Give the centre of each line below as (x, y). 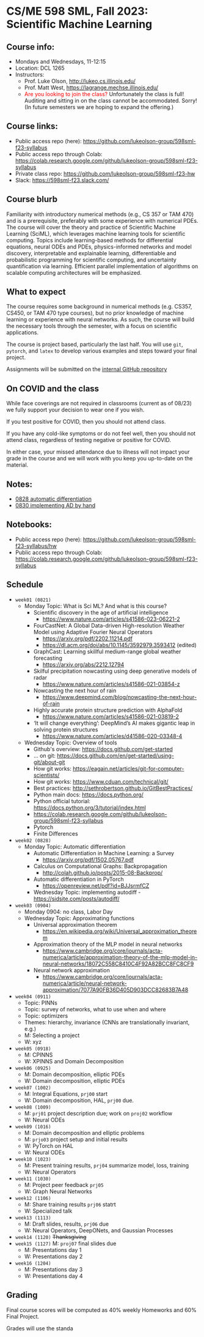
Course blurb (32, 199)
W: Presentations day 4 (54, 1276)
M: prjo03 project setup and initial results (76, 1139)
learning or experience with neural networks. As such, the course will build (100, 320)
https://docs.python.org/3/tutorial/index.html (90, 807)
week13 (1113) (33, 1218)
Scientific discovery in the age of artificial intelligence (101, 612)
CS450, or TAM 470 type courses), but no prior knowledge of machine (95, 313)
